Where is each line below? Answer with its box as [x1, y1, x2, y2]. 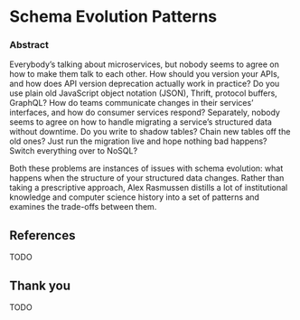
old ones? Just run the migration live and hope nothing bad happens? [9, 136, 267, 146]
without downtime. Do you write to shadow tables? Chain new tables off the [9, 127, 291, 137]
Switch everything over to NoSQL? [9, 146, 138, 156]
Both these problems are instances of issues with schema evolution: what [9, 163, 284, 174]
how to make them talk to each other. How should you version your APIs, [9, 69, 280, 80]
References [9, 228, 76, 243]
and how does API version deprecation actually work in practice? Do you [9, 79, 280, 89]
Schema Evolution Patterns [9, 6, 218, 27]
